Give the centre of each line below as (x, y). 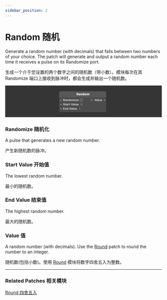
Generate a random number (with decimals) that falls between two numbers (83, 51)
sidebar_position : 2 (27, 10)
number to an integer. (27, 252)
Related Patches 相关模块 (36, 281)
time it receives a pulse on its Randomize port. (52, 61)
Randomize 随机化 (27, 129)
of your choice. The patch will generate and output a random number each (82, 57)
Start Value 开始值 (27, 165)
